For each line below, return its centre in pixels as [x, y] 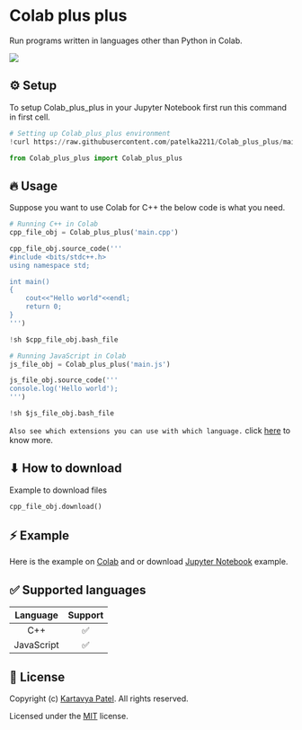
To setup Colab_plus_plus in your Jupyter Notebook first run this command [148, 107]
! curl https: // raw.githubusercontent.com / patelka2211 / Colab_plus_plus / [146, 142]
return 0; [44, 307]
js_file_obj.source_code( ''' [64, 380]
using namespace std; [50, 265]
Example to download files [58, 490]
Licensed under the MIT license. [69, 717]
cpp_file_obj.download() [56, 506]
